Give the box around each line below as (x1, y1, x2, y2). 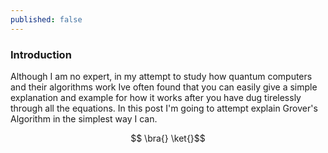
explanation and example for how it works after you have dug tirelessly (10, 91, 302, 103)
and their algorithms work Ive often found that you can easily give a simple (10, 81, 318, 93)
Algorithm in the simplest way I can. (10, 112, 158, 125)
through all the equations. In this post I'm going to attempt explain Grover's (10, 102, 318, 114)
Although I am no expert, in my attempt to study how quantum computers (10, 70, 313, 82)
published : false (10, 14, 83, 25)
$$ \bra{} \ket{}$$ (130, 132, 206, 144)
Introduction (10, 47, 72, 61)
